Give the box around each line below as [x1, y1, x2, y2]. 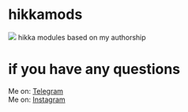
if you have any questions [8, 61, 181, 78]
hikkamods [8, 6, 83, 24]
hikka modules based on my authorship [17, 32, 146, 42]
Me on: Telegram [8, 86, 64, 95]
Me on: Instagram [8, 95, 66, 104]
